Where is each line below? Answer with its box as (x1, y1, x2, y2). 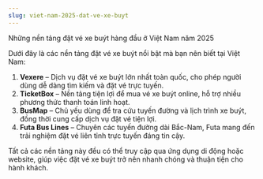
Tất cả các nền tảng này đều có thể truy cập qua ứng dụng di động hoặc (8, 146, 244, 155)
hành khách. (8, 162, 49, 172)
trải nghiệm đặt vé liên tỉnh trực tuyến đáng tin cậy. (19, 131, 186, 140)
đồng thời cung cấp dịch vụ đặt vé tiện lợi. (19, 114, 157, 123)
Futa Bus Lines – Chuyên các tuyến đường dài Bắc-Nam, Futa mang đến (19, 122, 255, 132)
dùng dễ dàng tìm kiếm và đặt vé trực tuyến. (19, 80, 164, 90)
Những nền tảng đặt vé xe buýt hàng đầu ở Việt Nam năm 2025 (8, 33, 215, 43)
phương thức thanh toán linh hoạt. (19, 97, 130, 106)
